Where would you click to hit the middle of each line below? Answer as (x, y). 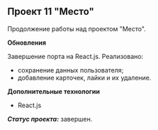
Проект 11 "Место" (51, 12)
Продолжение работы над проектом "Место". (77, 28)
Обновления (27, 43)
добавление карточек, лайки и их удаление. (84, 77)
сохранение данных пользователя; (70, 70)
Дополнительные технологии (54, 91)
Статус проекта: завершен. (50, 119)
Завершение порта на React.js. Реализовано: (75, 56)
